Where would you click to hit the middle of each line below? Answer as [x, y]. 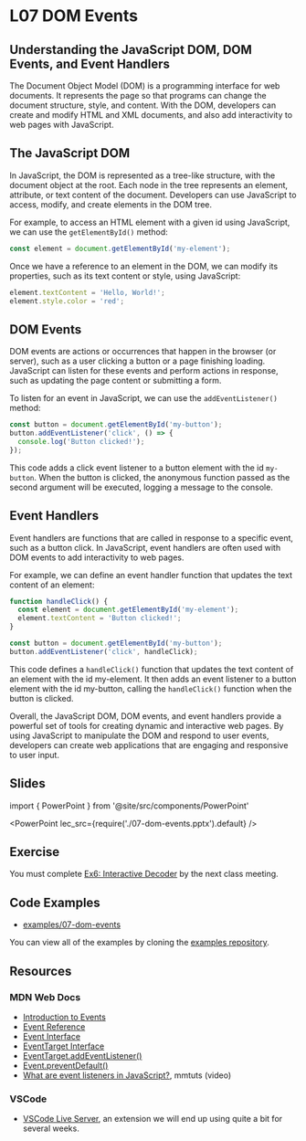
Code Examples [55, 902]
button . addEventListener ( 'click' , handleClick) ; [104, 651]
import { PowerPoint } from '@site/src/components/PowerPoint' [129, 806]
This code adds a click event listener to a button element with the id [137, 468]
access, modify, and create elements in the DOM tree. [111, 204]
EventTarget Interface [63, 1046]
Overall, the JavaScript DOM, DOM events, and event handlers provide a [145, 716]
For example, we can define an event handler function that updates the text [151, 575]
